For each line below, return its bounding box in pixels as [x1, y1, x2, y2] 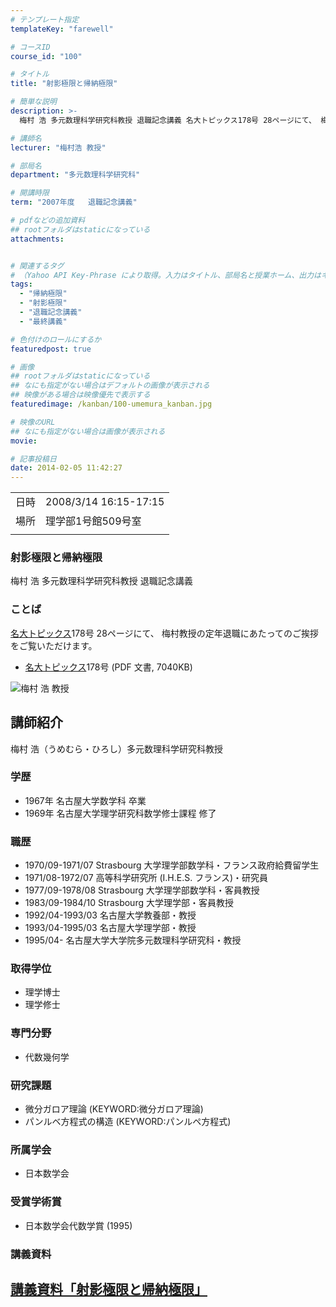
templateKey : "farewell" [10, 24, 114, 34]
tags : [10, 279, 33, 290]
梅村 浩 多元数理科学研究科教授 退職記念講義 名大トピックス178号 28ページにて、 [19, 115, 317, 125]
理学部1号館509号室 [45, 514, 142, 528]
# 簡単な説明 [10, 97, 57, 107]
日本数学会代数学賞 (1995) [24, 1219, 133, 1231]
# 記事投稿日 [10, 454, 57, 464]
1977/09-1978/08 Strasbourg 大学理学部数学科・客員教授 [24, 884, 260, 896]
